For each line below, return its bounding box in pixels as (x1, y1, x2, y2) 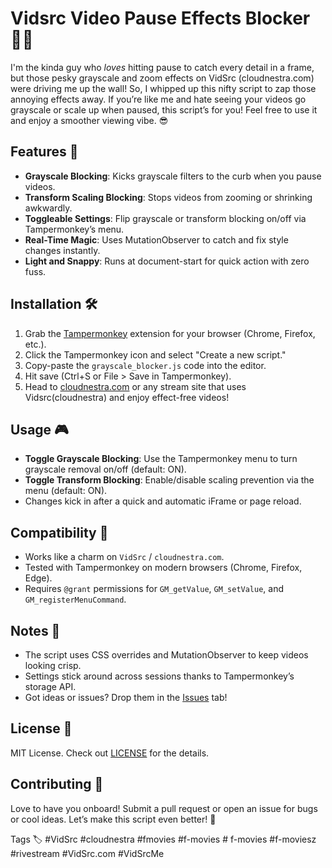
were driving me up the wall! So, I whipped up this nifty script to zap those (10, 82, 317, 94)
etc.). (24, 338, 47, 350)
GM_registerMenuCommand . (24, 593, 127, 606)
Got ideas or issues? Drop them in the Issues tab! (24, 692, 228, 703)
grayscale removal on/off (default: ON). (24, 463, 187, 476)
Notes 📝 (10, 622, 61, 639)
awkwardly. (24, 202, 73, 214)
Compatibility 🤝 (10, 524, 109, 541)
